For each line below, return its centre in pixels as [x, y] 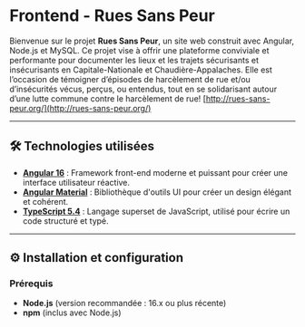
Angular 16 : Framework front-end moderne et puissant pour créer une [155, 172]
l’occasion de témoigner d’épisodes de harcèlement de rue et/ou [130, 79]
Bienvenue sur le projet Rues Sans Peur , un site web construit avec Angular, [152, 41]
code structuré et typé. [65, 221]
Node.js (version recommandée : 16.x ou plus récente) [124, 303]
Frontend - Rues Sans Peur [112, 16]
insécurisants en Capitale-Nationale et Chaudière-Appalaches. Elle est [141, 70]
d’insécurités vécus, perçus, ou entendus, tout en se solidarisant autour [143, 89]
